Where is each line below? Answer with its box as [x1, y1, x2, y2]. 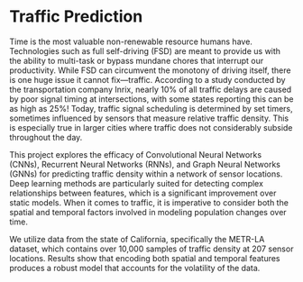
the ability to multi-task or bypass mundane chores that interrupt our [9, 55, 264, 66]
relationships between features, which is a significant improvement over [9, 187, 277, 198]
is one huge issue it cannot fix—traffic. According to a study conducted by [9, 74, 286, 85]
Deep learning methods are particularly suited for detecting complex [9, 177, 264, 188]
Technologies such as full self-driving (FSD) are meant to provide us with [9, 45, 281, 56]
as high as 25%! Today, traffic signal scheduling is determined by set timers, [9, 103, 293, 114]
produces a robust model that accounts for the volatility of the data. [9, 262, 261, 273]
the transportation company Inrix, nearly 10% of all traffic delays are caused [9, 84, 292, 95]
